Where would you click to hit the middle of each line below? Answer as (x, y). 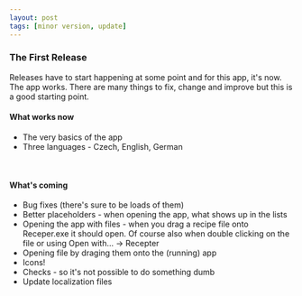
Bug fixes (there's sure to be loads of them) (103, 205)
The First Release (48, 58)
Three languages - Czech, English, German (102, 147)
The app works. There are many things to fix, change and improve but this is (151, 87)
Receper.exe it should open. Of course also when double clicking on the (156, 234)
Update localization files (67, 282)
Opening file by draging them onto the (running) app (119, 253)
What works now (42, 117)
